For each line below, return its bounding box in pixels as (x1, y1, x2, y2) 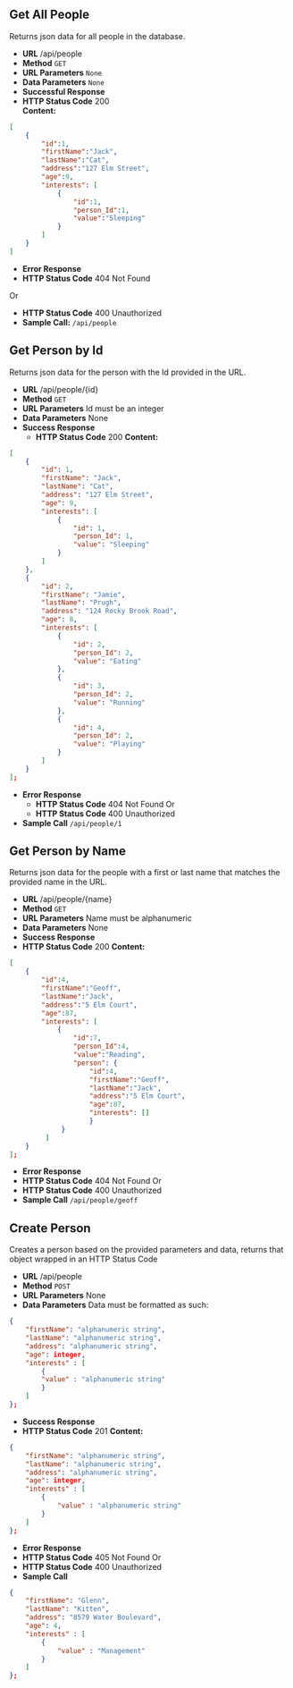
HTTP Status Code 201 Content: (21, 1425, 144, 1436)
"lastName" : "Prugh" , (41, 598, 122, 607)
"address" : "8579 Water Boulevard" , (25, 1613, 163, 1622)
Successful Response (21, 86, 105, 97)
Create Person (9, 1220, 91, 1236)
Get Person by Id (9, 343, 104, 359)
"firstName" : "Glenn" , (25, 1596, 110, 1606)
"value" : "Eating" (72, 656, 142, 665)
